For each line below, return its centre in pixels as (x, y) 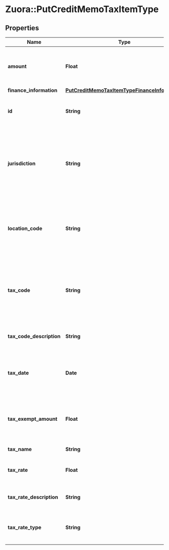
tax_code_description (34, 336)
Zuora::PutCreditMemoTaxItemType (82, 9)
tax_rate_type (25, 527)
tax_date (18, 373)
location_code (25, 228)
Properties (22, 28)
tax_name (20, 449)
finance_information (33, 90)
